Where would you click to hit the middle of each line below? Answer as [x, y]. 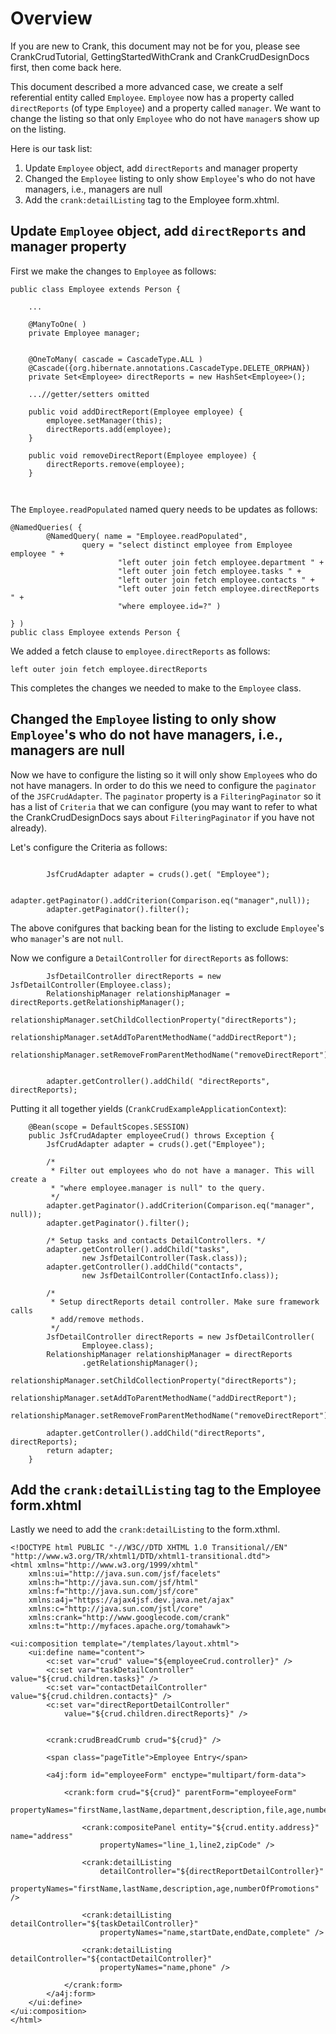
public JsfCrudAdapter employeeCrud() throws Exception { [151, 1135]
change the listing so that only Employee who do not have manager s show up [165, 118]
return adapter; [80, 1450]
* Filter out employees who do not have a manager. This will [182, 1170]
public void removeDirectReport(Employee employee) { [142, 455]
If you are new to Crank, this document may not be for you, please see [155, 46]
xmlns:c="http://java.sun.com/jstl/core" [115, 1609]
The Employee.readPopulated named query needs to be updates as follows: [164, 509]
